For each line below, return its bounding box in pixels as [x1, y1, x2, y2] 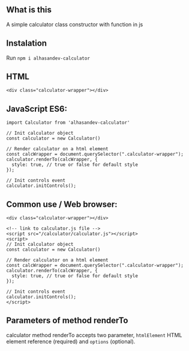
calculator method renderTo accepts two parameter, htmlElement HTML [6, 331, 182, 338]
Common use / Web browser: [6, 199, 118, 209]
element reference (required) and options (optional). [6, 338, 136, 345]
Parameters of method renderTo [6, 316, 128, 326]
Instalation [6, 38, 47, 49]
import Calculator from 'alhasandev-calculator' [6, 120, 130, 126]
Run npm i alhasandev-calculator [6, 54, 90, 61]
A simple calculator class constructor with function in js [6, 20, 143, 28]
